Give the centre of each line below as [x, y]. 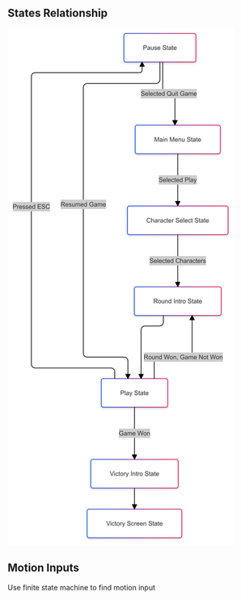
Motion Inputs [44, 568]
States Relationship [58, 13]
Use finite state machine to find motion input [81, 587]
